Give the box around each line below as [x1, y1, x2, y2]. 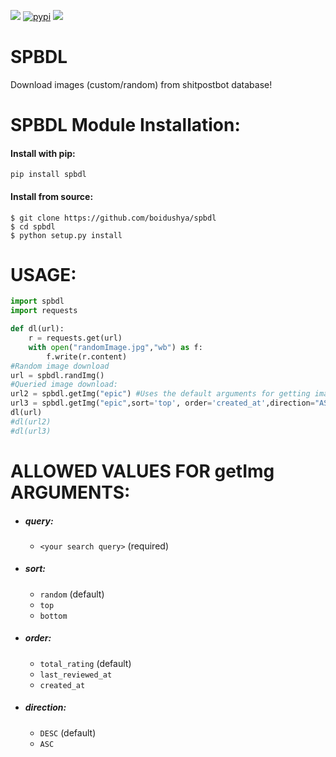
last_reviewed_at [39, 670, 113, 680]
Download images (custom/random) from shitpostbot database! [10, 78, 273, 90]
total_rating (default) [39, 657, 132, 669]
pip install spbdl [10, 170, 87, 180]
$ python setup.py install [10, 230, 123, 240]
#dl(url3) [10, 426, 52, 436]
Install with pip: [10, 147, 76, 159]
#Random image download [10, 361, 110, 371]
